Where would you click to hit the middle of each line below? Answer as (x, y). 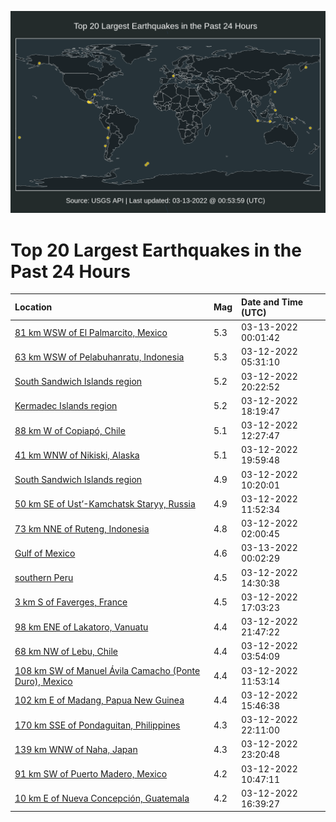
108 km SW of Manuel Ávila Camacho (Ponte (107, 670)
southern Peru (44, 578)
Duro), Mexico (43, 681)
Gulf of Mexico (45, 553)
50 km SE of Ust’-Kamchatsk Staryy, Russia (105, 504)
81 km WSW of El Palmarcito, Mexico (91, 332)
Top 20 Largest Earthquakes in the (156, 250)
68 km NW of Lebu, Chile (66, 651)
